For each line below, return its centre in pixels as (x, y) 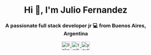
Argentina (76, 34)
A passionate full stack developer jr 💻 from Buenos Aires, (76, 26)
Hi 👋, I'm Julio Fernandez (76, 10)
